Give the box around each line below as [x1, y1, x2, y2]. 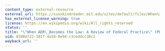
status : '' [5, 25, 27, 30]
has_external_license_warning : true [5, 16, 80, 21]
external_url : [5, 12, 34, 17]
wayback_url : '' [5, 39, 38, 44]
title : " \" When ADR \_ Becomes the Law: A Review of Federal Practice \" [5, 30, 153, 34]
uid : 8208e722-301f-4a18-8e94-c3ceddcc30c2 [5, 34, 96, 39]
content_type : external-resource [5, 7, 74, 12]
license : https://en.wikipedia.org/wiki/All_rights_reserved [5, 20, 133, 26]
